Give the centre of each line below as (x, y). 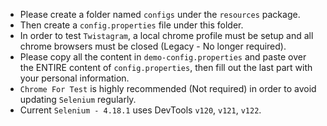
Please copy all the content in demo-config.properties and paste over (163, 57)
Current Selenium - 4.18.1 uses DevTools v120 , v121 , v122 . (140, 110)
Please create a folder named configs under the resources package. (160, 14)
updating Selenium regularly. (78, 99)
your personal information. (74, 78)
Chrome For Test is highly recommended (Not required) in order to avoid (168, 88)
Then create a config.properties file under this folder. (131, 25)
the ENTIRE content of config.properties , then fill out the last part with (166, 67)
